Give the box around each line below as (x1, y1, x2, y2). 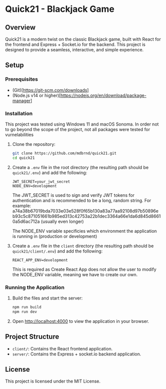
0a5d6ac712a (12, 218, 40, 224)
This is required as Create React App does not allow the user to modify (12, 266, 157, 272)
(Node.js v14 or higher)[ (12, 92, 61, 98)
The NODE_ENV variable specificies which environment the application (12, 228, 157, 234)
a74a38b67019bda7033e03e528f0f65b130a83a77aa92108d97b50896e (12, 208, 159, 214)
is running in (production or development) (12, 233, 97, 239)
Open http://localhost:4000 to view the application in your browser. (12, 318, 149, 324)
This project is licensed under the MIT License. (5, 378, 101, 384)
